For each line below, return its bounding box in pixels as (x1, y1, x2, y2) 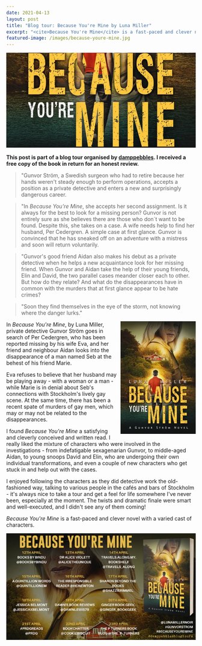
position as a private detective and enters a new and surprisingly (20, 184, 182, 192)
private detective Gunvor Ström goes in (6, 327, 103, 334)
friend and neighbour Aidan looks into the (6, 347, 109, 354)
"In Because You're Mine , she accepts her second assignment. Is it (20, 202, 188, 210)
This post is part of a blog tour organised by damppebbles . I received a (6, 154, 186, 161)
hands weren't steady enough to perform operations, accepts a (20, 178, 179, 186)
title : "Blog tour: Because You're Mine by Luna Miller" (6, 22, 152, 28)
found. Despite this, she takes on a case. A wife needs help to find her (20, 222, 195, 229)
